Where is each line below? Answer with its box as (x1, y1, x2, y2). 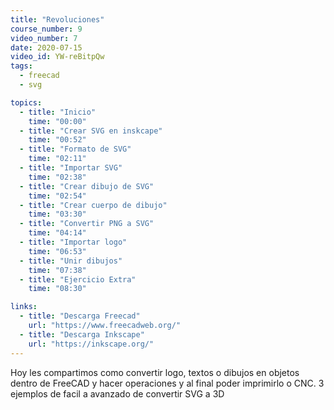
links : (10, 302, 38, 312)
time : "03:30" (28, 209, 87, 220)
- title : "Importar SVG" (19, 163, 123, 173)
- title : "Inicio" (19, 107, 97, 117)
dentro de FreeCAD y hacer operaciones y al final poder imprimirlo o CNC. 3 (10, 377, 325, 389)
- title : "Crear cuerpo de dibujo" (19, 200, 168, 210)
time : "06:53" (28, 246, 87, 256)
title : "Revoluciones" (10, 14, 105, 25)
